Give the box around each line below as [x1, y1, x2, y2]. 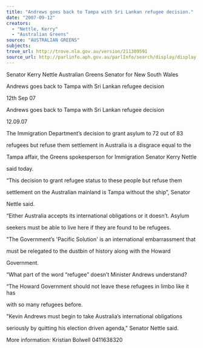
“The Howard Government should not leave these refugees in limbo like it [6, 282, 189, 290]
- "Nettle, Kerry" [12, 26, 59, 32]
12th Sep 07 [6, 94, 36, 101]
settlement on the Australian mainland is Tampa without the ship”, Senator [6, 188, 191, 196]
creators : [6, 20, 32, 26]
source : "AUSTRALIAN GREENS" [6, 37, 80, 43]
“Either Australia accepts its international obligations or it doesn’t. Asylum [6, 212, 190, 219]
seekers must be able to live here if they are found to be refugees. [6, 223, 171, 231]
